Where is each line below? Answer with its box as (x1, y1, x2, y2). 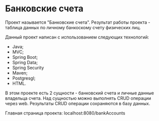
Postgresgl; (12, 75, 36, 81)
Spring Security (12, 65, 44, 71)
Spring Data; (12, 59, 38, 65)
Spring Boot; (12, 54, 38, 60)
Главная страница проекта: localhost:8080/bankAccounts (5, 110, 126, 116)
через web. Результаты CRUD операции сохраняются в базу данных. (5, 100, 151, 106)
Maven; (12, 70, 28, 76)
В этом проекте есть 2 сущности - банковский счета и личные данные (5, 90, 154, 96)
